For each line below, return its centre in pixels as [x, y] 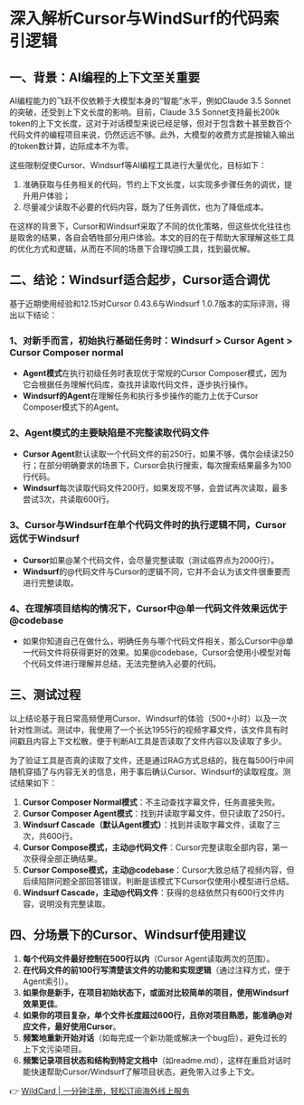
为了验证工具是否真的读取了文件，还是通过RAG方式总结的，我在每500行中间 [152, 760]
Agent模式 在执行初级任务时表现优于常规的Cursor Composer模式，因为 [155, 373]
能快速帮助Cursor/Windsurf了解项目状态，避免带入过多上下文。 [141, 1072]
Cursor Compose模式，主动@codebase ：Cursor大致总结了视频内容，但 [158, 870]
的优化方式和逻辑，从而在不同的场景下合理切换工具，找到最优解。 [132, 249]
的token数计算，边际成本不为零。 [71, 146]
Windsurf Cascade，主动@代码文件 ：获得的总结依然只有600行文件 [149, 892]
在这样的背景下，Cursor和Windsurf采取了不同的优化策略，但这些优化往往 [146, 226]
